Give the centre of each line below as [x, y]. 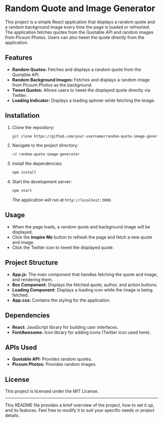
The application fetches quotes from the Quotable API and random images [79, 32]
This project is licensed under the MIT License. [52, 391]
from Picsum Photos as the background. [52, 85]
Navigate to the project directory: [45, 146]
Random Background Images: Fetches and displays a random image [81, 80]
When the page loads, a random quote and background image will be [81, 227]
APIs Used [21, 347]
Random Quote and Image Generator [80, 8]
